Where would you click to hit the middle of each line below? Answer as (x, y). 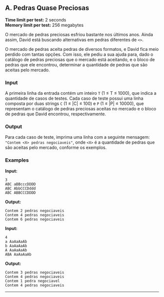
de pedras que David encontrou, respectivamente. (56, 114)
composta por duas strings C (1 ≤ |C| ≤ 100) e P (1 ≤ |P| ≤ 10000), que (74, 104)
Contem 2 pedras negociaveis (35, 211)
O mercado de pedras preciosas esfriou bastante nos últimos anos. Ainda (79, 34)
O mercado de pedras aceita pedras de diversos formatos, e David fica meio (82, 49)
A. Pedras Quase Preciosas (47, 8)
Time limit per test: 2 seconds (36, 20)
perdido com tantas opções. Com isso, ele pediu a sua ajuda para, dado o (79, 54)
